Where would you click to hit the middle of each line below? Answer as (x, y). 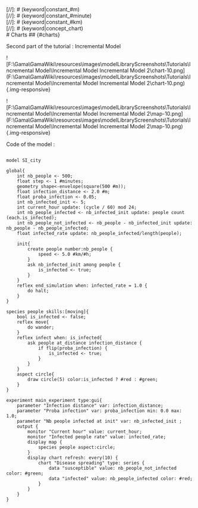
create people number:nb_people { (70, 249)
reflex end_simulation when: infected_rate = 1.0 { (82, 286)
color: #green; (25, 473)
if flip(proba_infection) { (73, 348)
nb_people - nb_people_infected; (48, 228)
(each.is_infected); (32, 218)
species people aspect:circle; (77, 447)
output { (28, 426)
